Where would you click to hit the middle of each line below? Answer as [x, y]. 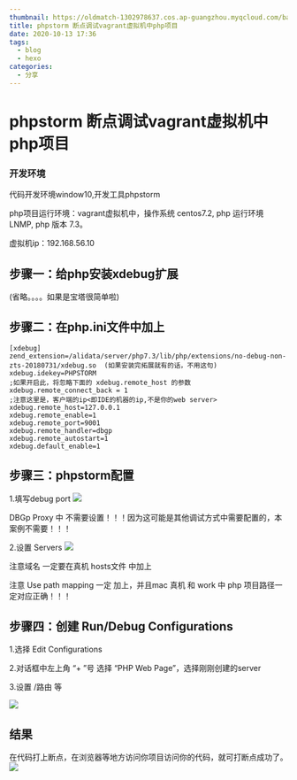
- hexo [29, 58]
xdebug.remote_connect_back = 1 [69, 390]
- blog [29, 50]
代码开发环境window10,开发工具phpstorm [85, 195]
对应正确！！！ [44, 596]
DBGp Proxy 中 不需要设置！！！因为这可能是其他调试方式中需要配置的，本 [146, 517]
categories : [31, 67]
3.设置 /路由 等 [36, 687]
